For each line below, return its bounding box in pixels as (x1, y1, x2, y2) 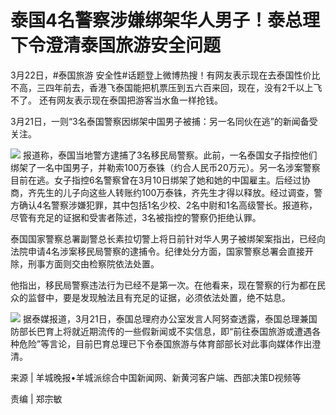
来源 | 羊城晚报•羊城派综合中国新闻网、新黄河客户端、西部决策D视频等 (10, 371, 302, 383)
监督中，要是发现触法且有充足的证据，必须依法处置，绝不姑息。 (27, 291, 291, 303)
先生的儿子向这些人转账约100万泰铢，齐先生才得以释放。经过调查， (36, 186, 315, 198)
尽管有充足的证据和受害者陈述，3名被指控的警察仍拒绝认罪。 (10, 211, 262, 223)
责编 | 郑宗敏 (10, 392, 63, 405)
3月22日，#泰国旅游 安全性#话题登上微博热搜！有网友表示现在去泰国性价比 (10, 69, 321, 81)
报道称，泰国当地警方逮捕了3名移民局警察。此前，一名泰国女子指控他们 (22, 149, 318, 161)
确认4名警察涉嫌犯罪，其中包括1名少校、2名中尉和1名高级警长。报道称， (18, 199, 318, 211)
